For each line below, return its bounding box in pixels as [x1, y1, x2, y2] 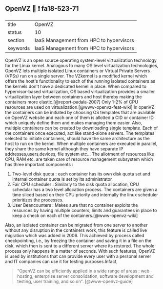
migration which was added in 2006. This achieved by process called [5, 232, 144, 238]
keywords [7, 45, 30, 51]
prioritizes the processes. [12, 197, 63, 203]
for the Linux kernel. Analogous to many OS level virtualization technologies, [5, 62, 159, 68]
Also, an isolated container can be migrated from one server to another [5, 222, 148, 228]
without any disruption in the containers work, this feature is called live [5, 227, 147, 233]
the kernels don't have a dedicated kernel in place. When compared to [5, 83, 146, 89]
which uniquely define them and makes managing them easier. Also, [5, 120, 143, 125]
